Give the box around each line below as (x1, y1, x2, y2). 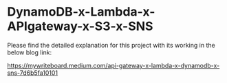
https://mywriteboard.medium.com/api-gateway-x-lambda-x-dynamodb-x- (7, 61, 220, 69)
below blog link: (7, 48, 52, 56)
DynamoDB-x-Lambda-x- (7, 4, 155, 20)
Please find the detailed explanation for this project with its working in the (7, 41, 215, 49)
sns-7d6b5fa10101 (7, 69, 58, 77)
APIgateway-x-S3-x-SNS (7, 18, 153, 34)
